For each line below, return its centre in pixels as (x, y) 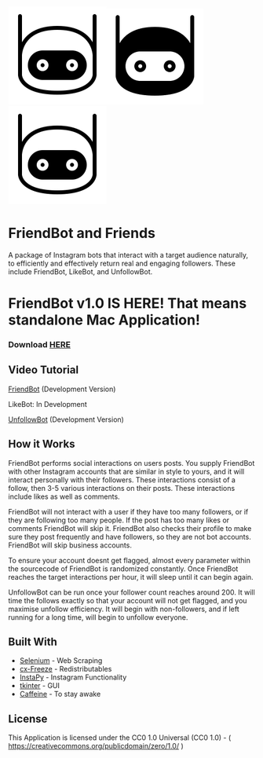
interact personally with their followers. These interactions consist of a (122, 480)
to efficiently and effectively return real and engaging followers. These (122, 263)
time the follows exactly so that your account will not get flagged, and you (128, 600)
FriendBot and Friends (82, 233)
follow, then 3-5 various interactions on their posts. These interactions (122, 488)
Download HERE (39, 345)
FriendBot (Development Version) (62, 389)
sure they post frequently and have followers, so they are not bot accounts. (130, 536)
